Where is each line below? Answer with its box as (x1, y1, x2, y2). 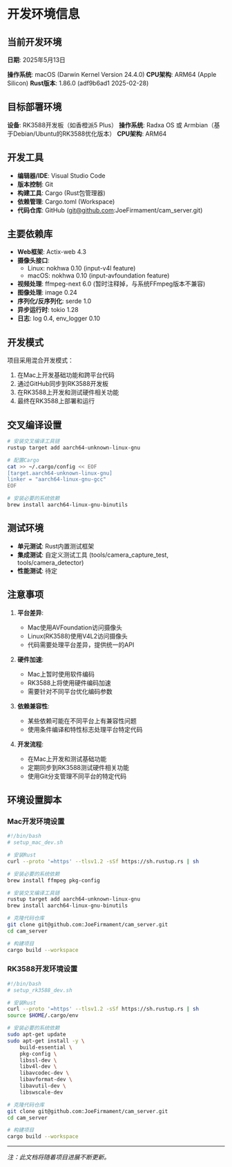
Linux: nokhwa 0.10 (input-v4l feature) (27, 264, 136, 273)
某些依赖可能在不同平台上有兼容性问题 (27, 717, 137, 725)
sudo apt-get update (7, 1031, 67, 1038)
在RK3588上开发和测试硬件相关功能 (17, 388, 119, 396)
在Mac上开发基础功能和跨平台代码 (17, 371, 115, 379)
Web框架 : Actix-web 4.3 (17, 248, 86, 256)
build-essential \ (19, 1044, 72, 1051)
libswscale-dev (19, 1089, 64, 1096)
